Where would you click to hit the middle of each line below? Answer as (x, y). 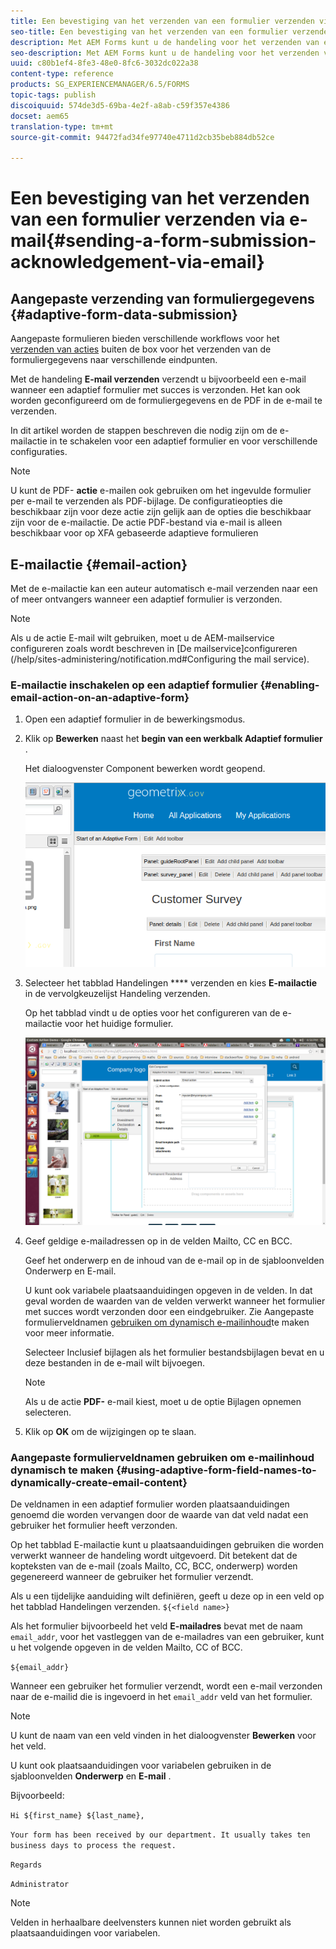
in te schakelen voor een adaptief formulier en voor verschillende (183, 441)
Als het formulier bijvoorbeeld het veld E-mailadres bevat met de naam (156, 1626)
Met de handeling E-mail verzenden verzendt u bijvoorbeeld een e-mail (158, 379)
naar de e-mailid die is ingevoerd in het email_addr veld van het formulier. (161, 1697)
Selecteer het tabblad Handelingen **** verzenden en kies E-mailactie (171, 982)
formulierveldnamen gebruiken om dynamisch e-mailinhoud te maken (167, 1322)
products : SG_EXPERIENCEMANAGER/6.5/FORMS (100, 85)
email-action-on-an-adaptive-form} (100, 697)
